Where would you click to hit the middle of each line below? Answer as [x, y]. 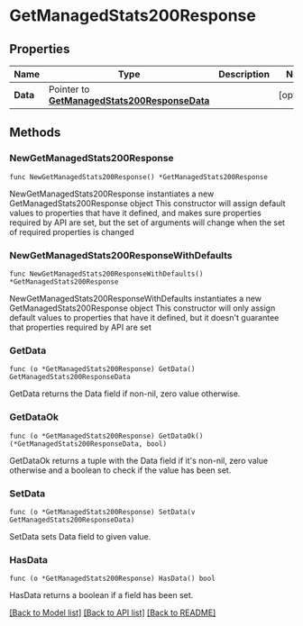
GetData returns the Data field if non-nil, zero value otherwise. [125, 394]
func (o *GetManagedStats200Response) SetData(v [102, 512]
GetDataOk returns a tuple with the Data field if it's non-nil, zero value [139, 460]
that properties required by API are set [80, 327]
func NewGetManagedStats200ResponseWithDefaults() [106, 274]
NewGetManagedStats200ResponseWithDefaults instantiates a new [135, 298]
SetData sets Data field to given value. [80, 536]
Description [244, 74]
